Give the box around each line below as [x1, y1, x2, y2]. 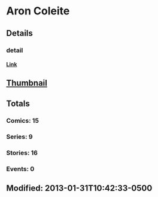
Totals [6, 98, 30, 108]
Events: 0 [6, 165, 35, 173]
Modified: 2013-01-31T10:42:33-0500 [6, 183, 153, 193]
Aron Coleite [6, 4, 70, 18]
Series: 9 [6, 132, 33, 141]
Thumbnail [6, 78, 48, 88]
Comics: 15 [6, 116, 39, 125]
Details [6, 28, 33, 38]
